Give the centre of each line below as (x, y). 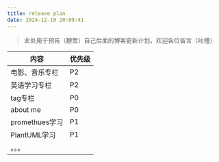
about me (26, 109)
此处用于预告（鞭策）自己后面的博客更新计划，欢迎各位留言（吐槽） (120, 40)
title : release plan (37, 13)
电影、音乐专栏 (35, 72)
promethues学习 (37, 122)
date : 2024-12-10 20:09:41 (46, 20)
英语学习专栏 (31, 85)
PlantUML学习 (33, 135)
